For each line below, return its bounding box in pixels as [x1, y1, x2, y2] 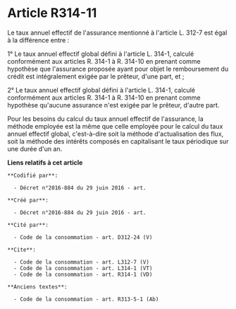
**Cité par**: [7, 221, 49, 228]
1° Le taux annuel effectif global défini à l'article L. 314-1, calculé [7, 49, 194, 58]
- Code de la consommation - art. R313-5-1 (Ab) [13, 296, 159, 303]
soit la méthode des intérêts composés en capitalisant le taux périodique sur [7, 136, 229, 146]
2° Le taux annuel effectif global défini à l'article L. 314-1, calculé [7, 86, 196, 94]
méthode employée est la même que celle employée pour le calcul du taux [7, 122, 223, 130]
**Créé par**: [7, 197, 49, 204]
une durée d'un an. [7, 144, 63, 153]
